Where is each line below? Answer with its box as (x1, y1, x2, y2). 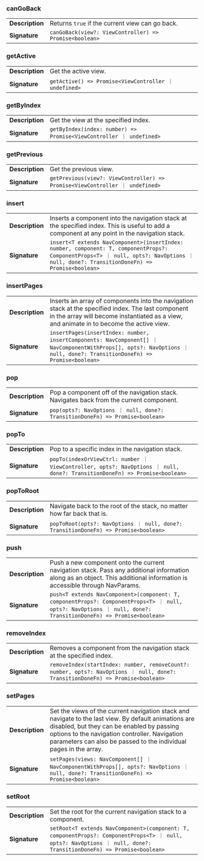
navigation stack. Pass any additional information (49, 566, 189, 574)
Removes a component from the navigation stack (49, 644, 189, 653)
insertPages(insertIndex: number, (49, 329, 150, 336)
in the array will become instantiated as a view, (49, 312, 183, 320)
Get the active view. (49, 67, 106, 75)
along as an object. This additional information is (49, 573, 188, 581)
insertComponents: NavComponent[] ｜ (49, 336, 158, 343)
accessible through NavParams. (49, 581, 141, 589)
